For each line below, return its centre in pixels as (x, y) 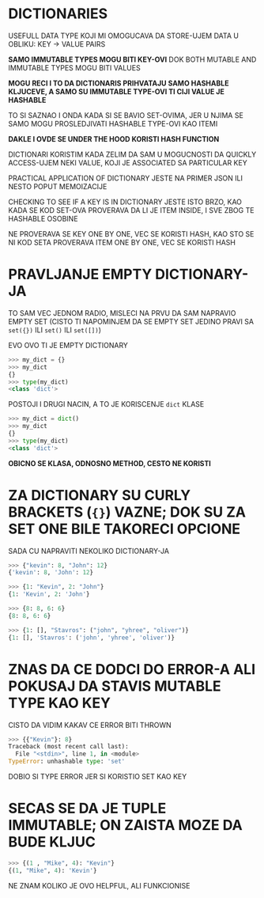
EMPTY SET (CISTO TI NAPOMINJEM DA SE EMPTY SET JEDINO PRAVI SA (131, 321)
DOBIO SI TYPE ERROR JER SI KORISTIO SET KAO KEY (98, 777)
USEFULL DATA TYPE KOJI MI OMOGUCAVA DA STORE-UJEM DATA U (124, 36)
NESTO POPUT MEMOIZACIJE (58, 186)
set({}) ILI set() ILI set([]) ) (55, 330)
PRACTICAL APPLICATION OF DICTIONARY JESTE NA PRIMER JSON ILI (126, 178)
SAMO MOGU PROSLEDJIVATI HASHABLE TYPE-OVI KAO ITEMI (113, 123)
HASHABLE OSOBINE (43, 218)
